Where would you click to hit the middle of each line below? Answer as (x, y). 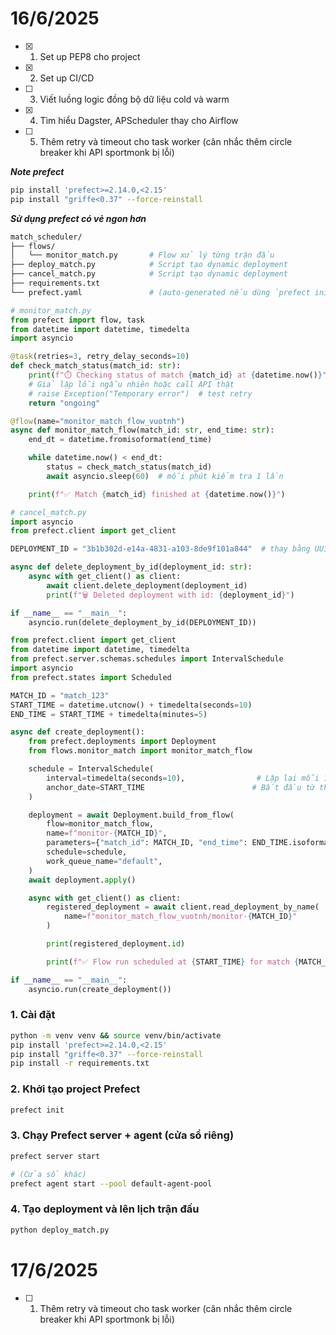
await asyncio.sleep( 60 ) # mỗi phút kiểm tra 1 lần (165, 476)
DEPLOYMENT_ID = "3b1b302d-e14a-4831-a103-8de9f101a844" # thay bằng (160, 549)
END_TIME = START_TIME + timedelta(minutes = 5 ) (109, 714)
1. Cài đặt (33, 1015)
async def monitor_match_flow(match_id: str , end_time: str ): (142, 430)
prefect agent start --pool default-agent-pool (111, 1183)
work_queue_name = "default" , (104, 861)
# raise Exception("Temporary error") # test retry (140, 393)
